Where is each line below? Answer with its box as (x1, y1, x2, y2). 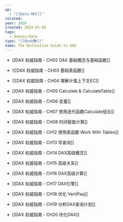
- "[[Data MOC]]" (9, 12, 44, 16)
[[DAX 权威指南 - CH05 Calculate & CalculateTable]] (12, 88, 115, 94)
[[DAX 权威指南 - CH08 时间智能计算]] (12, 119, 88, 125)
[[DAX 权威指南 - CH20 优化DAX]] (12, 211, 80, 217)
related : (5, 16, 23, 21)
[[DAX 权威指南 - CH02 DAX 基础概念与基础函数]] (12, 57, 110, 63)
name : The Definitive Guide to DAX (5, 43, 77, 48)
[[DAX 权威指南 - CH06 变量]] (12, 98, 71, 104)
